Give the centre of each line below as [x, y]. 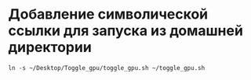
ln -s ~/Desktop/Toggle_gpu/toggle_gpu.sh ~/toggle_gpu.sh [107, 68]
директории [50, 47]
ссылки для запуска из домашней [125, 31]
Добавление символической [108, 14]
